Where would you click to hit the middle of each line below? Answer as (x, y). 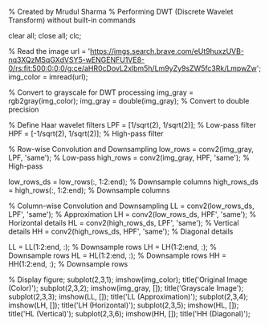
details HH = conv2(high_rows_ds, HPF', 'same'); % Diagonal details (121, 231)
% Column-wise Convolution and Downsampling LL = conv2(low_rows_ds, (131, 206)
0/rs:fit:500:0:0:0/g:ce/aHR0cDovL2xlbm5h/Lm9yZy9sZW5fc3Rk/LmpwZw (132, 68)
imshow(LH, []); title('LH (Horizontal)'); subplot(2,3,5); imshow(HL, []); (124, 305)
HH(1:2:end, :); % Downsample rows (68, 264)
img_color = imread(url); (48, 77)
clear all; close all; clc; (45, 36)
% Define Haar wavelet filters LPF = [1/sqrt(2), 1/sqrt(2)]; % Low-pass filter (132, 125)
